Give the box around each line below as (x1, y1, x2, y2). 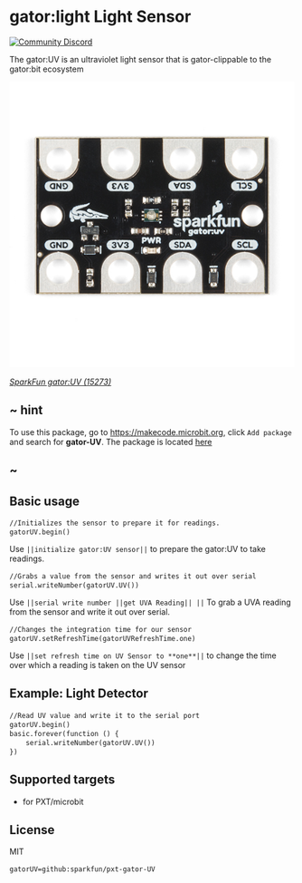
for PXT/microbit (22, 796, 84, 807)
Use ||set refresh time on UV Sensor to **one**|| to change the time (9, 650, 278, 661)
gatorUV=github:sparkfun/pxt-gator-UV (9, 865, 156, 874)
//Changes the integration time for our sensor (9, 625, 193, 634)
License (9, 822, 55, 838)
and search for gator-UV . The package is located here (9, 436, 212, 447)
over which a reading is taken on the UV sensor (9, 659, 186, 670)
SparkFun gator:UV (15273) (9, 376, 112, 387)
